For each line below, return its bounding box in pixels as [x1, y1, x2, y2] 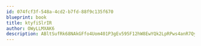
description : [6, 31, 39, 37]
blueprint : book [6, 14, 47, 20]
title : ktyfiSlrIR [6, 20, 52, 26]
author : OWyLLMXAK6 [6, 25, 55, 32]
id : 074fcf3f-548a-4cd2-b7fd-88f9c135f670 [6, 8, 114, 15]
